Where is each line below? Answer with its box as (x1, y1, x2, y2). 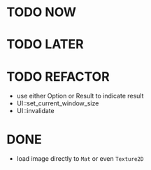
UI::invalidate (16, 107, 55, 115)
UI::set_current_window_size (16, 99, 99, 107)
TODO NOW (6, 4, 77, 20)
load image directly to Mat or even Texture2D (16, 155, 144, 163)
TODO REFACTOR (6, 68, 110, 84)
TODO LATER (6, 37, 85, 53)
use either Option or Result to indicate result (16, 92, 144, 100)
